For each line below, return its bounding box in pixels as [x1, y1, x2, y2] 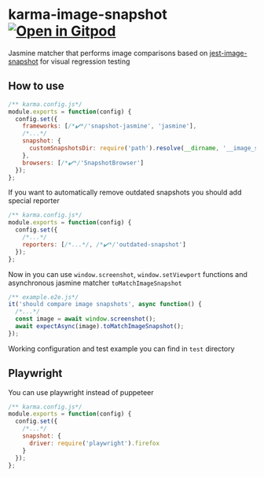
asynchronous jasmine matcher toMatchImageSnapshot [8, 278, 182, 287]
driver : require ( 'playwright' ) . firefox [28, 439, 159, 447]
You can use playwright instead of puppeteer [8, 387, 155, 397]
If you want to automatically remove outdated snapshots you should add [8, 187, 242, 198]
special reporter [8, 196, 60, 205]
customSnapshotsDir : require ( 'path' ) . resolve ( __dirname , [28, 144, 220, 152]
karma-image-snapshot [8, 6, 167, 24]
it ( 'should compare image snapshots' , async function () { [8, 301, 202, 309]
